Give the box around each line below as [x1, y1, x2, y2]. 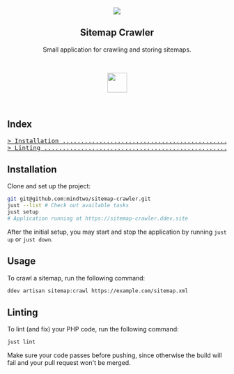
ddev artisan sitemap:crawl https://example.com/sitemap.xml [7, 287, 189, 294]
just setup [7, 209, 39, 216]
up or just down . [7, 234, 54, 244]
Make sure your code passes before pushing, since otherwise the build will [7, 351, 222, 359]
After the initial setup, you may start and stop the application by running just [7, 227, 227, 236]
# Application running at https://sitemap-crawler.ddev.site [7, 215, 189, 223]
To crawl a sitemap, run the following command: [7, 274, 146, 282]
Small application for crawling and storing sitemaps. [42, 45, 192, 54]
